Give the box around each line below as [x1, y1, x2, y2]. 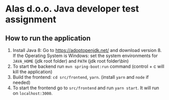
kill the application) [12, 69, 53, 75]
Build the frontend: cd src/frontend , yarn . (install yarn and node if [12, 74, 149, 80]
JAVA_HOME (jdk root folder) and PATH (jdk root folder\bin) [12, 58, 129, 64]
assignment [5, 14, 57, 25]
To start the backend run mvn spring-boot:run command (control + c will [12, 64, 164, 69]
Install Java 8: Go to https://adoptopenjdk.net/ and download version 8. [12, 47, 162, 53]
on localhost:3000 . [12, 90, 53, 96]
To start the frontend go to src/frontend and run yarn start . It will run [12, 85, 159, 91]
